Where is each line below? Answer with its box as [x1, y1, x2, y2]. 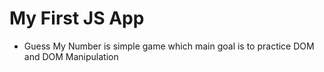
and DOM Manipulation [23, 50, 119, 62]
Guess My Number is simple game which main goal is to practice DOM [23, 40, 315, 52]
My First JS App [9, 7, 145, 30]
